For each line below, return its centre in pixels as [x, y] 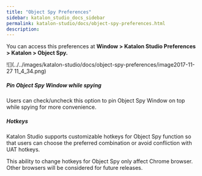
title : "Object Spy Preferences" [49, 12]
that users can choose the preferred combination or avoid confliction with [99, 143]
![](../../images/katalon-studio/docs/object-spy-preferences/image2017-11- [101, 65]
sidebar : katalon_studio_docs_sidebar [56, 18]
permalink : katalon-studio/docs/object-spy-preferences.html [86, 23]
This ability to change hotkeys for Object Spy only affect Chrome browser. [100, 161]
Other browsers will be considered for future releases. [74, 168]
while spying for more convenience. [51, 107]
